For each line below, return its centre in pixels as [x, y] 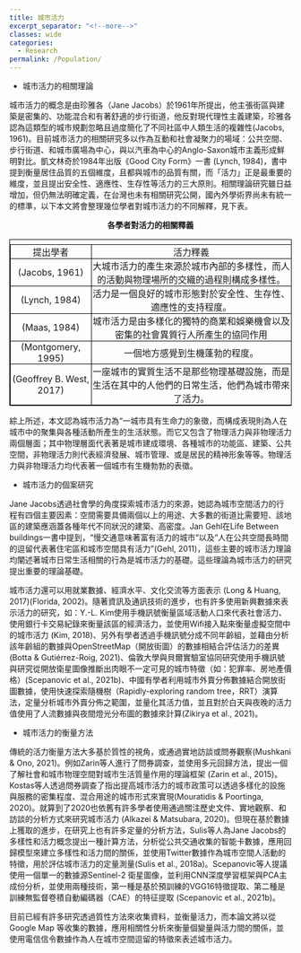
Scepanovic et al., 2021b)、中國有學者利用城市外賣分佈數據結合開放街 [157, 680]
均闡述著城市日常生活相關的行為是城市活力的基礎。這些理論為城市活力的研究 [150, 560]
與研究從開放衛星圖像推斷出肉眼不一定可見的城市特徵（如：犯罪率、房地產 [146, 669]
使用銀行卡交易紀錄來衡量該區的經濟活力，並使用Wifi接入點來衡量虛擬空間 [146, 624]
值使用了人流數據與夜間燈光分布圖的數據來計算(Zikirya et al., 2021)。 [136, 713]
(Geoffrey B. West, [51, 379]
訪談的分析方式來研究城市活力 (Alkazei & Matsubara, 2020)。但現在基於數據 [149, 819]
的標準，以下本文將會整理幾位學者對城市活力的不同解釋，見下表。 [131, 206]
